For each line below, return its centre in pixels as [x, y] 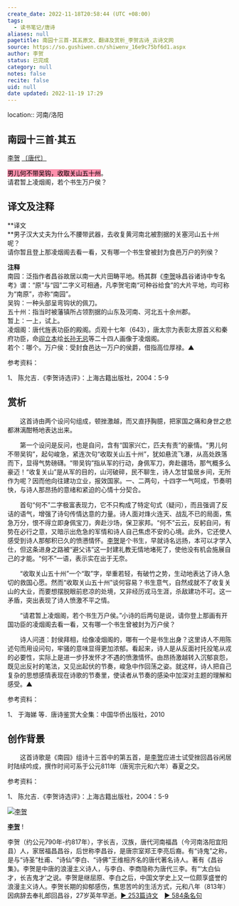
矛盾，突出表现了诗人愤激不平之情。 [60, 600]
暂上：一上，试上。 [36, 320]
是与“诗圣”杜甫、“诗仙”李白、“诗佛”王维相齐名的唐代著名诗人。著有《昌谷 [115, 860]
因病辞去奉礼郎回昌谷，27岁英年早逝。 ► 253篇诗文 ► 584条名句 [105, 895]
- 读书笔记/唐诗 [34, 27]
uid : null [22, 87]
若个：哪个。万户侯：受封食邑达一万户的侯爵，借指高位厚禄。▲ [101, 347]
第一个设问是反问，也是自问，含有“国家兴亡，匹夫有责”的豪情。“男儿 [121, 445]
